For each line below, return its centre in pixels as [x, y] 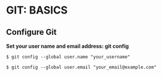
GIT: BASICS [37, 10]
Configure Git [32, 32]
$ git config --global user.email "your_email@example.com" [82, 67]
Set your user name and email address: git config [67, 46]
